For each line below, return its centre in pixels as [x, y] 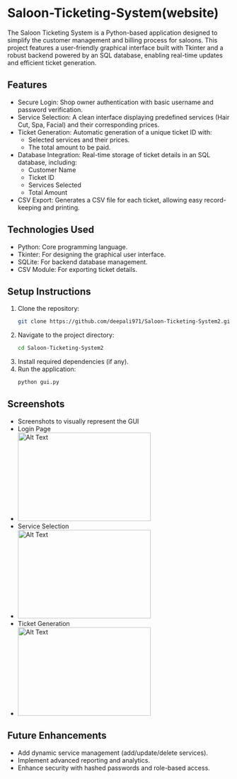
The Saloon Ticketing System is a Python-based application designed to [112, 33]
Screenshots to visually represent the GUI [78, 421]
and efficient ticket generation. [52, 62]
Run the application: [47, 369]
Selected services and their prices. [79, 140]
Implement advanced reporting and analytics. [84, 760]
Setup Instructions [49, 291]
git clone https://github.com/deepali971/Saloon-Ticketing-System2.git [125, 322]
